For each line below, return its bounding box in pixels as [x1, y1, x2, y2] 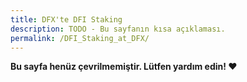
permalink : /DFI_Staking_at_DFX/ [10, 33, 150, 43]
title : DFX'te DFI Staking [10, 14, 123, 25]
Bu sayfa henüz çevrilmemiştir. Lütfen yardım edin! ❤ [10, 61, 238, 73]
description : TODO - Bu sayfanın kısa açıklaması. [10, 24, 226, 34]
